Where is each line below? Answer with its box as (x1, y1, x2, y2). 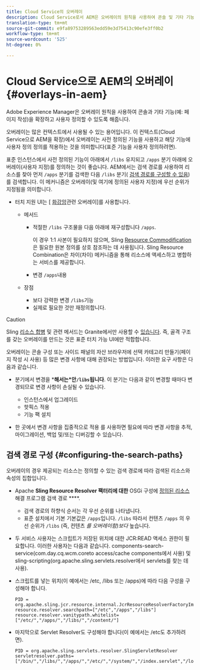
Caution (6, 316, 26, 323)
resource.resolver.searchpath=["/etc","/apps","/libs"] (14, 607, 157, 613)
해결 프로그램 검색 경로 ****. (14, 494, 80, 501)
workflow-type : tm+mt (6, 31, 60, 37)
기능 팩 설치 (23, 410, 51, 417)
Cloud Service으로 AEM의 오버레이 (6, 75, 174, 88)
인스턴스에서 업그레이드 (23, 395, 79, 403)
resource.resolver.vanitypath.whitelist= (14, 612, 119, 618)
